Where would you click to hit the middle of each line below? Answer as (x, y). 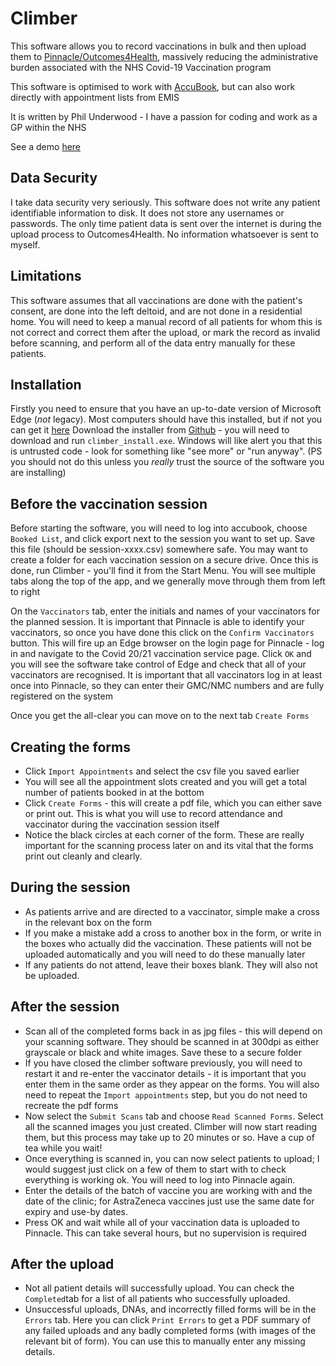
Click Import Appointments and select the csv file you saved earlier (162, 771)
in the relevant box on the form (88, 922)
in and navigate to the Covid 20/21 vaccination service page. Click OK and (161, 654)
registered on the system (61, 696)
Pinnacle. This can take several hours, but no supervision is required (165, 1233)
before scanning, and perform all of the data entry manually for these (153, 343)
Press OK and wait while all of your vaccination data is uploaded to (162, 1222)
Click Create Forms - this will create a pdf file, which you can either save (173, 803)
